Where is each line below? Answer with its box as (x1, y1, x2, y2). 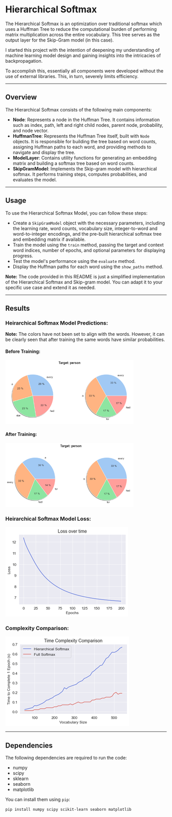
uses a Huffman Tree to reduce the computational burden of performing (5, 26, 157, 32)
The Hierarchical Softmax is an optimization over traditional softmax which (5, 21, 162, 27)
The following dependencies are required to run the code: (5, 755, 127, 761)
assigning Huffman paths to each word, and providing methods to (12, 144, 152, 150)
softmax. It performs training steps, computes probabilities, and (12, 171, 147, 177)
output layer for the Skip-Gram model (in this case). (5, 37, 114, 43)
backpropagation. (5, 58, 42, 64)
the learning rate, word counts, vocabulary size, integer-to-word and (12, 225, 158, 232)
